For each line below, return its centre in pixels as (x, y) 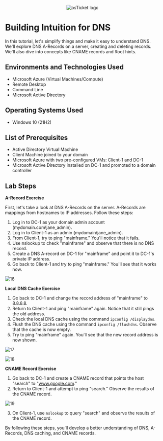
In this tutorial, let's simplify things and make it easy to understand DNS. (78, 41)
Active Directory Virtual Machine (45, 149)
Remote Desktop (29, 84)
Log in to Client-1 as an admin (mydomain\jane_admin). (68, 233)
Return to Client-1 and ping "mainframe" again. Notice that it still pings (83, 309)
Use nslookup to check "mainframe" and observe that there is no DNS (83, 243)
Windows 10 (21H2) (32, 122)
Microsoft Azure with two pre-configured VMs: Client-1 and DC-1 (78, 160)
